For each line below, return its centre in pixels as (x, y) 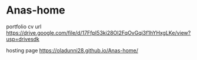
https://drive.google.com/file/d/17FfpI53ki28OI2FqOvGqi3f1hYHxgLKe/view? (98, 32)
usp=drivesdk (23, 39)
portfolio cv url (24, 26)
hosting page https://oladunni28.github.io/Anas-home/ (72, 50)
